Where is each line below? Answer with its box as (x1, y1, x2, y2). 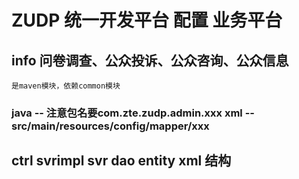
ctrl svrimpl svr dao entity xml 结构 (11, 152, 232, 170)
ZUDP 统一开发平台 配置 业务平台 (11, 9, 283, 32)
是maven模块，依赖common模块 (11, 81, 121, 91)
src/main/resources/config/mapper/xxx (11, 119, 210, 133)
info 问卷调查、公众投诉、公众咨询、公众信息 (11, 52, 289, 69)
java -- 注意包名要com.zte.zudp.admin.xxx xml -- (11, 106, 255, 120)
